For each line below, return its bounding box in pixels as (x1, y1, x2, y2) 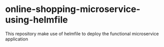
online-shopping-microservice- (5, 3, 140, 15)
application (5, 36, 29, 42)
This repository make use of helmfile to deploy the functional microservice (5, 30, 159, 36)
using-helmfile (5, 14, 68, 25)
